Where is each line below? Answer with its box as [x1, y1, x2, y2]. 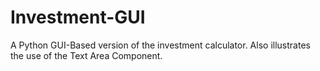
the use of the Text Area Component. [10, 49, 163, 61]
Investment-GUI [10, 6, 146, 29]
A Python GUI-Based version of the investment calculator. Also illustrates [10, 39, 311, 51]
